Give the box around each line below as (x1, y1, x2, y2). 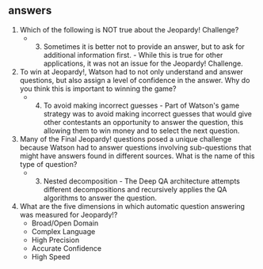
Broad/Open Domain (31, 218, 99, 228)
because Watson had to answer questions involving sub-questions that (19, 142, 252, 152)
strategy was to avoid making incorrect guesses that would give (43, 108, 252, 119)
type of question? (19, 159, 78, 169)
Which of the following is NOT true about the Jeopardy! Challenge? (19, 25, 239, 34)
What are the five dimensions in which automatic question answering (19, 201, 246, 210)
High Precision (31, 235, 80, 244)
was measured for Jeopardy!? (19, 210, 118, 219)
